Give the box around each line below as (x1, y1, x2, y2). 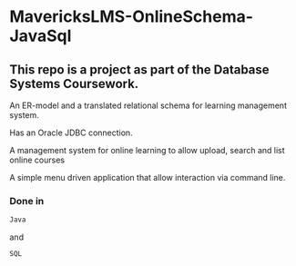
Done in (9, 194, 45, 207)
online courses (9, 154, 66, 165)
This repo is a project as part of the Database (9, 62, 270, 77)
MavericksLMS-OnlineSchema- (9, 6, 253, 27)
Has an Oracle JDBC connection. (9, 127, 134, 138)
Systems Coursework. (9, 75, 139, 92)
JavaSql (9, 25, 72, 46)
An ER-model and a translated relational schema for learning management (9, 100, 287, 111)
